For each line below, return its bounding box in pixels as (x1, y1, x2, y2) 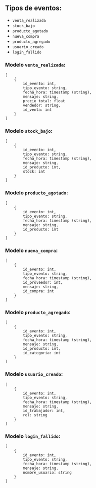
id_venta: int (23, 107, 52, 112)
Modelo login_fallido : (5, 432, 60, 439)
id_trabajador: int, (23, 408, 65, 413)
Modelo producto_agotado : (5, 189, 68, 196)
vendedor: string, (23, 103, 61, 108)
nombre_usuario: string (23, 470, 72, 475)
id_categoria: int (23, 350, 61, 356)
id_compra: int (23, 289, 54, 294)
